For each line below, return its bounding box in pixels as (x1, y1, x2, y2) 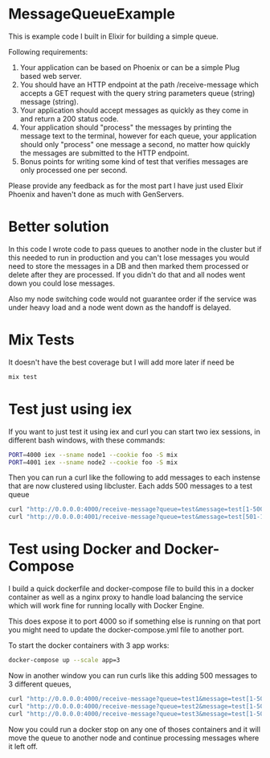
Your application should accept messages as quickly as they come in (19, 105, 249, 115)
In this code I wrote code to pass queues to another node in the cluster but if (8, 244, 262, 253)
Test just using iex (8, 400, 133, 418)
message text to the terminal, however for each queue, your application (19, 130, 257, 141)
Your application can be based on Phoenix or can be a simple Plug (19, 62, 240, 72)
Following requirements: (8, 47, 88, 56)
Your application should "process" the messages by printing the (19, 122, 232, 132)
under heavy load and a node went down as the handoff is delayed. (8, 303, 231, 312)
